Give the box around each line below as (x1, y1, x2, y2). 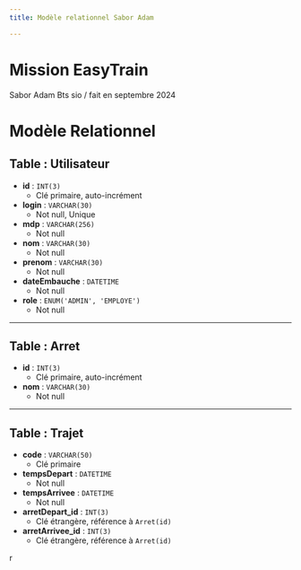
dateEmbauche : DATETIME (21, 276, 119, 286)
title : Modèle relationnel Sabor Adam (9, 13, 154, 22)
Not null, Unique (35, 208, 96, 220)
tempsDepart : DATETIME (21, 469, 112, 479)
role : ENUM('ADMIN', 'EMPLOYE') (21, 294, 141, 305)
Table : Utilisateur (9, 156, 110, 171)
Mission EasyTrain (9, 59, 150, 80)
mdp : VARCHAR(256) (21, 218, 96, 229)
